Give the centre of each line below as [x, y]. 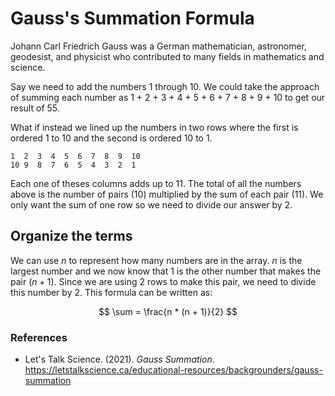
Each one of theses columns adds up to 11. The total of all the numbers [156, 183]
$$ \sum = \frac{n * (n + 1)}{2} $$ [168, 311]
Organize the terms [71, 236]
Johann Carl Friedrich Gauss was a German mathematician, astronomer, [159, 46]
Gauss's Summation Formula [132, 18]
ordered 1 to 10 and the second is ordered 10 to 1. [111, 138]
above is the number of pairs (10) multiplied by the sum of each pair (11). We [167, 194]
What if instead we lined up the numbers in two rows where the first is [154, 127]
